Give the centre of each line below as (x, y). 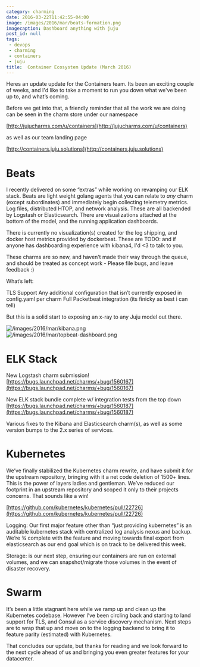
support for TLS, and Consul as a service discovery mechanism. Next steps (99, 622)
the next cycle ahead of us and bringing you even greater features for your (98, 652)
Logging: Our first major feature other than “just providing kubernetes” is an (99, 525)
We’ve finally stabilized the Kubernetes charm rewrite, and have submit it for (100, 470)
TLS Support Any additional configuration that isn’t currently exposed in (94, 293)
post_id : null (24, 34)
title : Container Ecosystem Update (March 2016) (69, 67)
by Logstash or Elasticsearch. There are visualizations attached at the (92, 215)
